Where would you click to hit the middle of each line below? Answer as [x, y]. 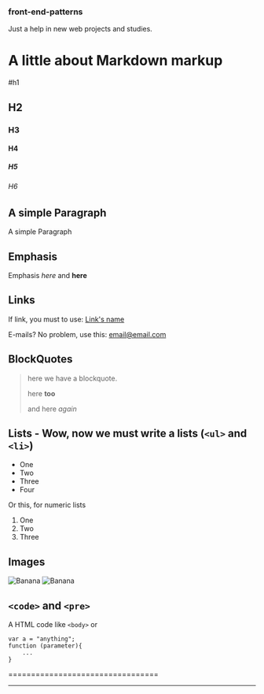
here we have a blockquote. [72, 378]
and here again [52, 409]
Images [27, 562]
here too [41, 393]
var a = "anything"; [42, 639]
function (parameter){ [45, 646]
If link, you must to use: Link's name [66, 319]
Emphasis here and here [48, 275]
